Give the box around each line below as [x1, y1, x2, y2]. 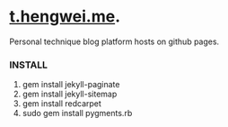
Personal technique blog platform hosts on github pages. [9, 36, 220, 47]
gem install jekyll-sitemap [22, 88, 118, 100]
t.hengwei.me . [9, 6, 121, 27]
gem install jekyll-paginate [22, 79, 120, 90]
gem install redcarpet [22, 98, 101, 109]
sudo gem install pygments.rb [22, 108, 133, 119]
